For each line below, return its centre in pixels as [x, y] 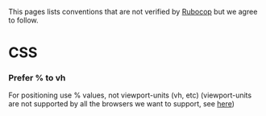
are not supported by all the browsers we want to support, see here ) [122, 104]
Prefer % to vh [37, 78]
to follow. [23, 20]
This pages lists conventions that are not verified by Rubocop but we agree [133, 12]
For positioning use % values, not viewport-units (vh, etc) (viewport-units [130, 95]
